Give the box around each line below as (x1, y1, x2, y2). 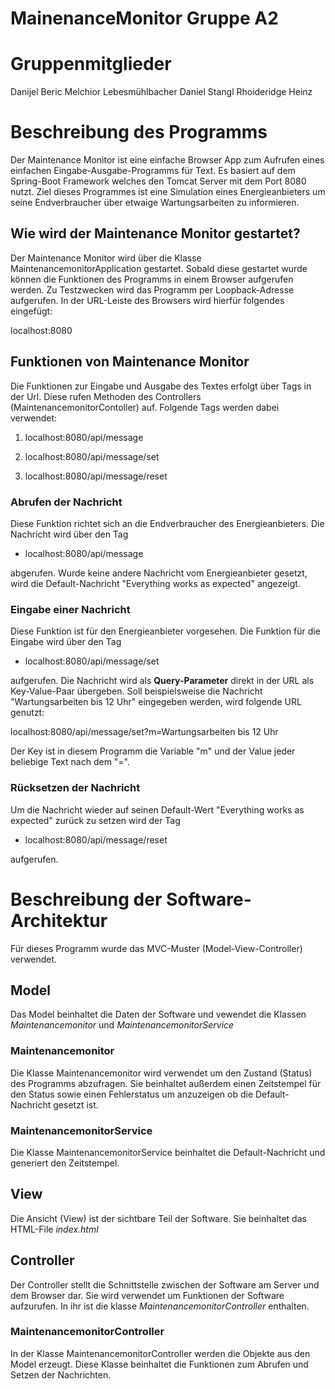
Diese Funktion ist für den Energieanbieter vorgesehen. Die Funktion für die (10, 625, 321, 637)
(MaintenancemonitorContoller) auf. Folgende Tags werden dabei (10, 401, 280, 413)
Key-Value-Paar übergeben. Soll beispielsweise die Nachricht (10, 685, 263, 697)
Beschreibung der (10, 888, 163, 911)
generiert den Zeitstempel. (10, 1157, 120, 1169)
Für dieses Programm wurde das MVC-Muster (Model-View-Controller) (10, 942, 303, 954)
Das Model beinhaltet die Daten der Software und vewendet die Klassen (10, 1008, 307, 1021)
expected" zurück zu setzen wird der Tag (10, 814, 181, 826)
